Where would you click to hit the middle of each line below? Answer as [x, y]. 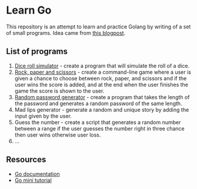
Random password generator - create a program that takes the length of [102, 97]
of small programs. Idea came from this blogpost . [66, 32]
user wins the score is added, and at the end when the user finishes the [101, 84]
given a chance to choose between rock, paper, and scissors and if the [101, 78]
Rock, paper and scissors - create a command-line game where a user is [103, 72]
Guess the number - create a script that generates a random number [98, 122]
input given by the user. [43, 116]
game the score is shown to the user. [59, 91]
